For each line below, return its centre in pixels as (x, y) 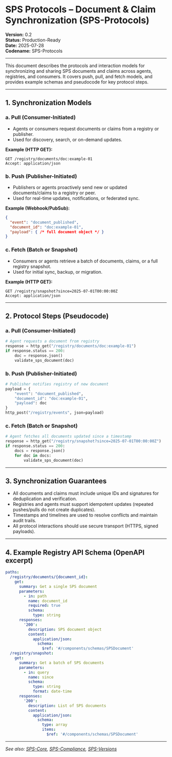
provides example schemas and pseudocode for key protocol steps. (77, 82)
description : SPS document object (65, 629)
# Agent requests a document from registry (52, 341)
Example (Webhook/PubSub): (38, 208)
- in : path (35, 596)
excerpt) (19, 560)
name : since (41, 677)
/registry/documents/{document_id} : (49, 577)
